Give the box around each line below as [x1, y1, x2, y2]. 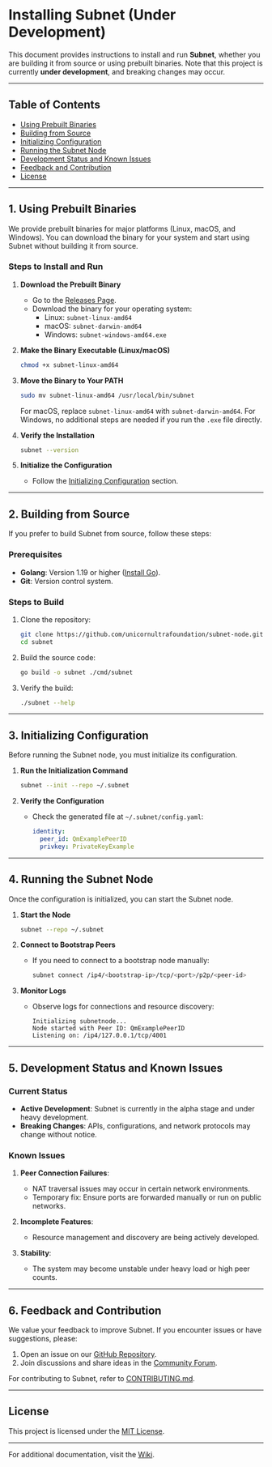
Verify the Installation [19, 430, 95, 440]
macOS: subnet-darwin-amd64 [44, 321, 142, 331]
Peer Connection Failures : [19, 1168, 109, 1178]
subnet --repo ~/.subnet [19, 925, 104, 933]
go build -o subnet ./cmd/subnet [19, 668, 134, 676]
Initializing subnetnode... [32, 1017, 127, 1026]
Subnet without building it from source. [8, 241, 139, 250]
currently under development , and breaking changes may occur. [8, 66, 225, 76]
